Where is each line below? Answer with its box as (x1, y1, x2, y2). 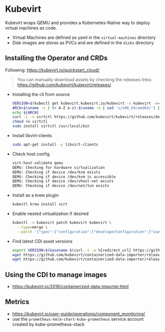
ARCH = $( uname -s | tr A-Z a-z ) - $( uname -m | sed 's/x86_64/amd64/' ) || (12, 105, 162, 110)
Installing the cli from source (12, 91, 70, 97)
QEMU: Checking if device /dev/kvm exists (12, 170, 101, 175)
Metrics (5, 298, 29, 306)
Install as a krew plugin (12, 192, 59, 198)
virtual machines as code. (5, 25, 57, 30)
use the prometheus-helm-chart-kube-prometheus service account (12, 316, 144, 322)
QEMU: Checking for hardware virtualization (12, 165, 105, 170)
